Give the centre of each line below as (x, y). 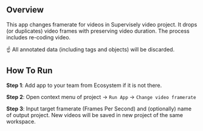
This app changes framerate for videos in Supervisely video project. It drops (102, 24)
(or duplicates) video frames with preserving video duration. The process (98, 31)
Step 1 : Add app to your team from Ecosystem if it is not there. (84, 85)
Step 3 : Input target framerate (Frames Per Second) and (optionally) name (99, 109)
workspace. (21, 121)
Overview (25, 10)
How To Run (29, 71)
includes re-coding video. (39, 37)
